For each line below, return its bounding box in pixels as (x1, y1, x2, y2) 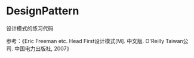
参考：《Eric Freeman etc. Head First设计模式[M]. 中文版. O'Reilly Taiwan (6, 37, 183, 44)
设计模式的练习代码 (6, 25, 54, 32)
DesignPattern (6, 4, 79, 18)
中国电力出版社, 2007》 (14, 45, 72, 52)
